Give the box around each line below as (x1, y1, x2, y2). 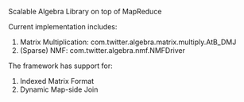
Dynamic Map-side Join (19, 85, 99, 94)
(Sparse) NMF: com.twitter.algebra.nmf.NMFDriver (19, 46, 185, 55)
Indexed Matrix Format (19, 77, 95, 85)
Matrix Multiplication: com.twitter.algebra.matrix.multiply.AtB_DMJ (19, 37, 237, 47)
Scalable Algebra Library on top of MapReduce (8, 7, 162, 16)
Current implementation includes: (8, 22, 118, 31)
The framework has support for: (8, 61, 113, 70)
